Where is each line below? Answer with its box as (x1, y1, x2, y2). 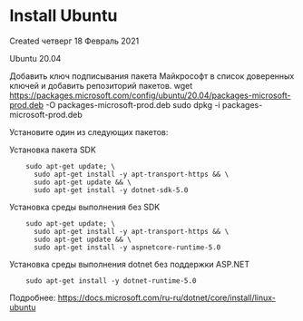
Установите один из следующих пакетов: (9, 126, 169, 137)
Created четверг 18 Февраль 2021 (9, 35, 140, 46)
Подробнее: (9, 292, 56, 303)
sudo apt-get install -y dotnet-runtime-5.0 (25, 276, 197, 286)
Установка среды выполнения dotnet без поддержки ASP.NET (9, 258, 250, 269)
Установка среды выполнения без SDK (9, 201, 161, 212)
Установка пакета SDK (9, 144, 97, 155)
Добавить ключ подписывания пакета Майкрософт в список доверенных (9, 70, 295, 82)
